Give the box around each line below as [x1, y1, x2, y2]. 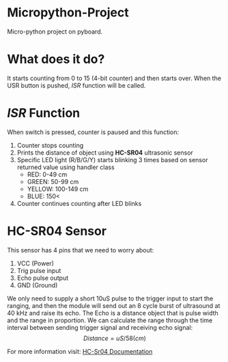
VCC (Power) [16, 259, 55, 268]
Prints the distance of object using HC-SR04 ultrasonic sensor [16, 148, 193, 157]
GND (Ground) [16, 281, 58, 289]
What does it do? [7, 51, 105, 67]
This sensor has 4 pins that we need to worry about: [7, 246, 154, 254]
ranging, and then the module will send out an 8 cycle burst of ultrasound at [7, 301, 220, 309]
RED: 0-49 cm [27, 170, 68, 179]
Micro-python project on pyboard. [7, 27, 103, 36]
